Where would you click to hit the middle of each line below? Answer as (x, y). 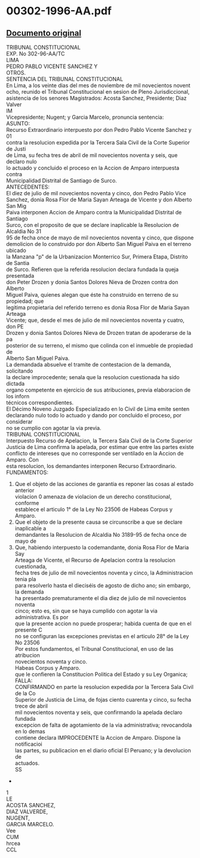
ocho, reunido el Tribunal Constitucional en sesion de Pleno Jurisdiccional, (98, 92)
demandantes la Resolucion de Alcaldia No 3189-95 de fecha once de (101, 535)
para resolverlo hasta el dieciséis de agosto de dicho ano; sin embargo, (103, 585)
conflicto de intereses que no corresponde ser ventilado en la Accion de (95, 453)
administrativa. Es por (41, 617)
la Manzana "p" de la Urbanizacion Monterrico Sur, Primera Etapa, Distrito (97, 257)
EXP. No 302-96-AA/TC (36, 54)
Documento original (44, 33)
